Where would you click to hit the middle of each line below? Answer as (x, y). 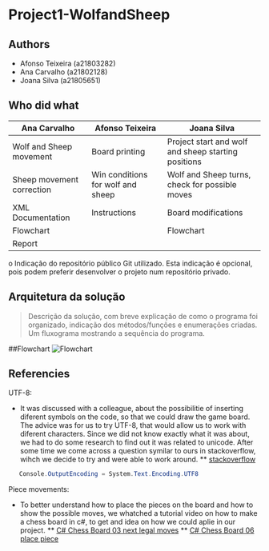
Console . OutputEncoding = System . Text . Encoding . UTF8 (108, 474)
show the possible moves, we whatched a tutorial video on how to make (139, 513)
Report (25, 243)
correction (32, 190)
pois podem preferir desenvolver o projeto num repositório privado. (119, 272)
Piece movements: (39, 489)
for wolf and (114, 184)
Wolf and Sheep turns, (209, 174)
